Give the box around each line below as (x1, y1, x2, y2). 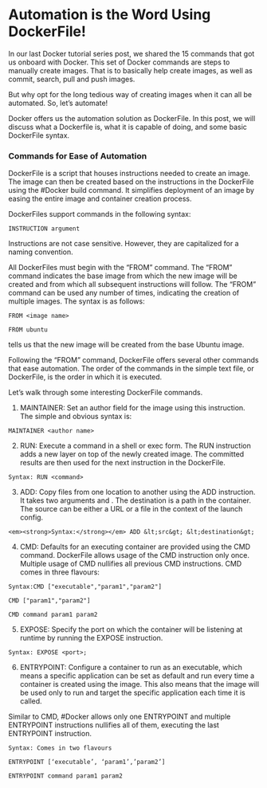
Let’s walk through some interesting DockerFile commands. (8, 388, 203, 398)
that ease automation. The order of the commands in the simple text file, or (8, 364, 254, 374)
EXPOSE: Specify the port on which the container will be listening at (19, 625, 243, 634)
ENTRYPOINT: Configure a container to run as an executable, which (19, 663, 243, 672)
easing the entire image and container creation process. (8, 194, 193, 204)
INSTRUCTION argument (8, 225, 80, 233)
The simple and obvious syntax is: (19, 412, 132, 421)
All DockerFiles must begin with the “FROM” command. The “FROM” (8, 263, 233, 272)
